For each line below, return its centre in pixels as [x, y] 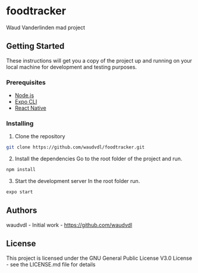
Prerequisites [26, 82]
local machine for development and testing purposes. [72, 67]
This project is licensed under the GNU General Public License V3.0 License [99, 258]
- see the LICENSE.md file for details [51, 264]
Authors [22, 211]
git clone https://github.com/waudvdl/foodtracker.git [76, 147]
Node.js [24, 95]
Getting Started [35, 46]
